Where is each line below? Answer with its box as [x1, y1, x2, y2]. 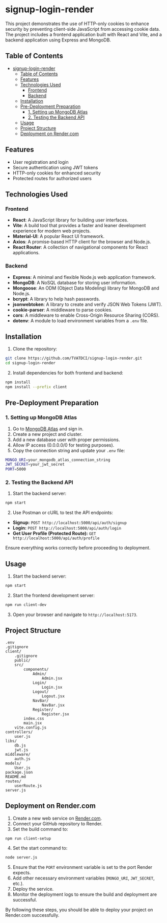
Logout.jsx [41, 693, 65, 699]
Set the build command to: [12, 826, 68, 832]
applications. [12, 250, 40, 256]
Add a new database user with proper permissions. [12, 436, 120, 443]
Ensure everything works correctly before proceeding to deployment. [5, 545, 151, 551]
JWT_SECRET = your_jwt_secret [5, 462, 65, 467]
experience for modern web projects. [12, 228, 91, 234]
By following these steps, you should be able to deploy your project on [5, 907, 153, 913]
